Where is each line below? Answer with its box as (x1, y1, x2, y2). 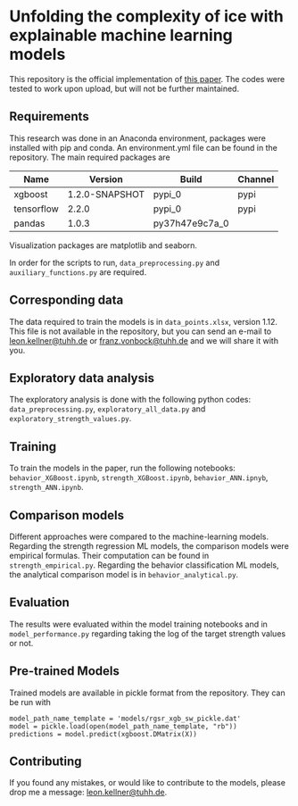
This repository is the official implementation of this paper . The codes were (9, 73, 286, 84)
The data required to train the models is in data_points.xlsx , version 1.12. (9, 316, 278, 327)
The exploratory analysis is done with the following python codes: (9, 395, 252, 405)
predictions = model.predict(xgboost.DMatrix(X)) (9, 729, 198, 738)
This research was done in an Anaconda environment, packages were (9, 132, 266, 144)
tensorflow (13, 203, 60, 215)
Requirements (9, 109, 89, 124)
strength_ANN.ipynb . (9, 482, 84, 493)
